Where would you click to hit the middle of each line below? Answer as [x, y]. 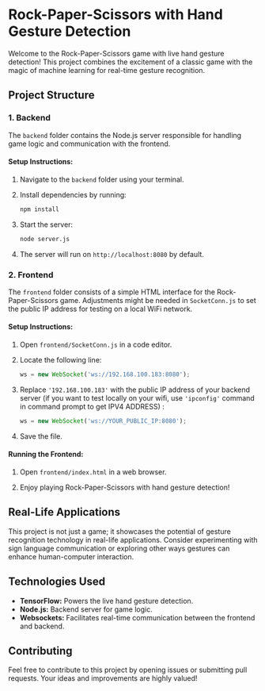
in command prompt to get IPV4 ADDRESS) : [92, 406]
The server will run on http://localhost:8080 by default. [112, 254]
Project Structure [51, 96]
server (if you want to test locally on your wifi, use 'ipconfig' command [137, 397]
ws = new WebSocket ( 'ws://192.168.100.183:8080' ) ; [105, 374]
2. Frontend [31, 274]
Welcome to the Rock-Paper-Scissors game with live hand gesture [116, 53]
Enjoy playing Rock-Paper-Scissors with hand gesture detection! [125, 488]
